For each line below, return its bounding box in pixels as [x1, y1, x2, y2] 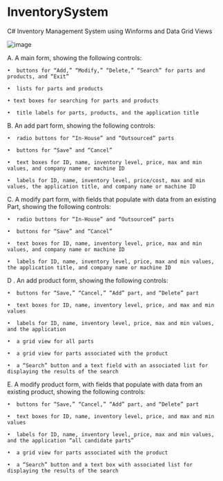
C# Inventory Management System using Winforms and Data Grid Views [7, 27, 213, 35]
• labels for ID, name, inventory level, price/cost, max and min [7, 177, 206, 184]
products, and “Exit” [7, 73, 70, 80]
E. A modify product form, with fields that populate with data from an [7, 380, 202, 389]
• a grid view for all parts [7, 337, 95, 345]
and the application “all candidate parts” [7, 437, 135, 444]
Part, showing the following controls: [7, 202, 112, 210]
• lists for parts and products [7, 85, 104, 92]
